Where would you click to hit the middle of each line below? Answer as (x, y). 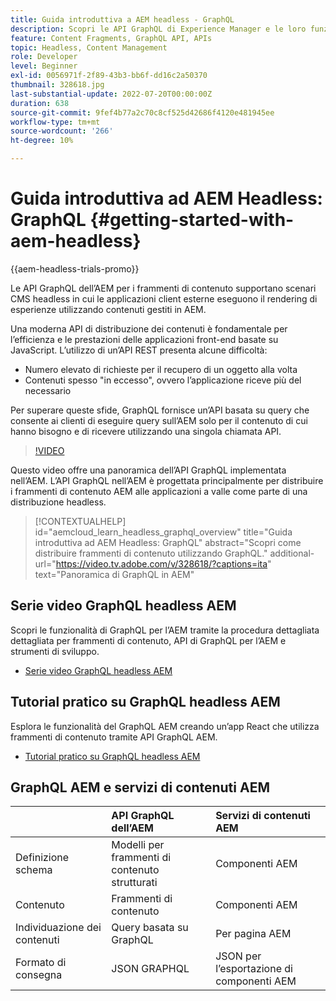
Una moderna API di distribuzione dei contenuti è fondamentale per (149, 328)
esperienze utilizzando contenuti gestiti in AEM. (108, 309)
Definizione (42, 858)
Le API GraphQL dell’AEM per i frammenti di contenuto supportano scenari (163, 288)
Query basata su (150, 928)
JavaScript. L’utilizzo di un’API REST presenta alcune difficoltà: (139, 350)
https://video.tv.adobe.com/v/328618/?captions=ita (161, 563)
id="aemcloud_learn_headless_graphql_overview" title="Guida (163, 532)
